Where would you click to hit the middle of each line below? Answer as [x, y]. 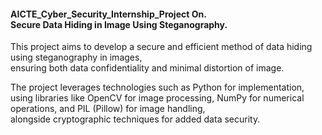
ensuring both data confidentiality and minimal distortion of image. [147, 68]
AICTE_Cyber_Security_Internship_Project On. [108, 14]
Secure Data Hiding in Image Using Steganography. [119, 24]
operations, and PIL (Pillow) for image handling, [108, 109]
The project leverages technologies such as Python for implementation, [157, 87]
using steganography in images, [76, 57]
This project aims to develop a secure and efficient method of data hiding [161, 47]
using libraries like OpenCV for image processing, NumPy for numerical [157, 98]
